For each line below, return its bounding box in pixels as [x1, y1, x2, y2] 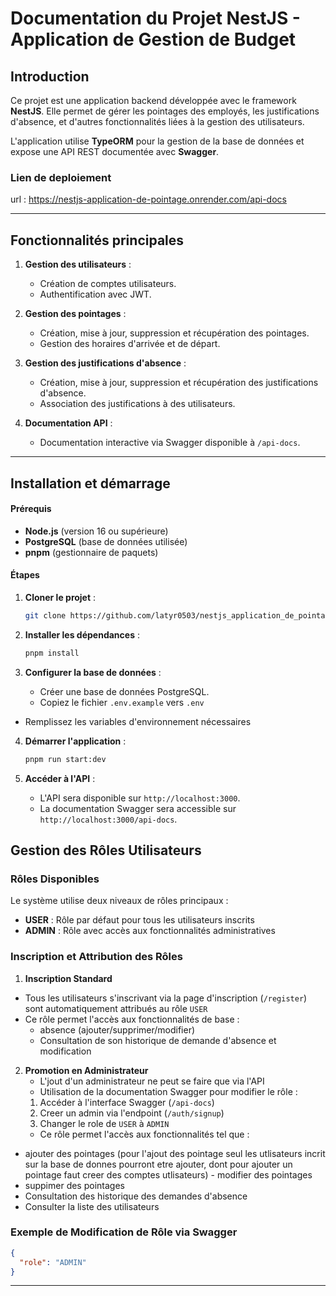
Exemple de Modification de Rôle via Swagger [10, 1225, 238, 1239]
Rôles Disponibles [10, 872, 100, 886]
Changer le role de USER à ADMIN [39, 1117, 170, 1129]
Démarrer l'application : [24, 735, 127, 747]
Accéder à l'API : [24, 772, 96, 784]
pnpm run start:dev [24, 754, 107, 764]
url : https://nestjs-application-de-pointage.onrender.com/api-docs [10, 193, 287, 206]
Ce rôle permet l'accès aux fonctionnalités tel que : [39, 1128, 250, 1140]
